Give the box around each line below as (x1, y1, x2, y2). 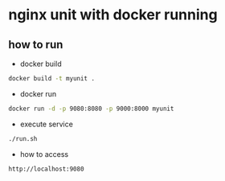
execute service (19, 119, 74, 129)
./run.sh (8, 134, 38, 142)
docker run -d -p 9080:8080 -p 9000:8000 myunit (8, 105, 174, 113)
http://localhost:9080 (8, 165, 84, 173)
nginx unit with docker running (8, 6, 219, 24)
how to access (19, 149, 69, 158)
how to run (8, 38, 63, 51)
